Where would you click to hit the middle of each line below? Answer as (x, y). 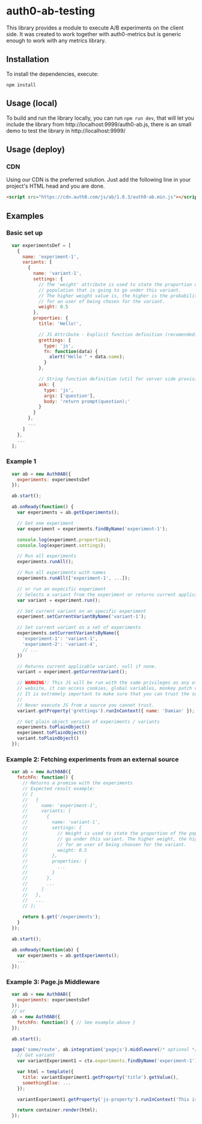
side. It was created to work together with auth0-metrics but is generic (94, 34)
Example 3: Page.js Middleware (53, 982)
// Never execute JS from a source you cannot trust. (86, 705)
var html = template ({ (45, 1072)
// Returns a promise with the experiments (78, 783)
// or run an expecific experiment (62, 589)
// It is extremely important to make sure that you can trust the (103, 694)
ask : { (47, 384)
